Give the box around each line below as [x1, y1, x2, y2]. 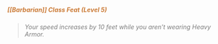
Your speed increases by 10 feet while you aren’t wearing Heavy [24, 23, 212, 31]
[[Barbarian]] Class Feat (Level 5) [7, 5, 107, 14]
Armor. [24, 30, 45, 38]
